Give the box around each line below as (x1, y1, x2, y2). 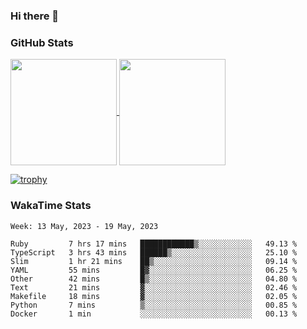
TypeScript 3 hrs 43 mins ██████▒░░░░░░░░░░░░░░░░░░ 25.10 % (10, 247, 298, 258)
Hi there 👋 (10, 9, 60, 23)
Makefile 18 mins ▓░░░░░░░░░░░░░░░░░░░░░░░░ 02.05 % (10, 291, 298, 301)
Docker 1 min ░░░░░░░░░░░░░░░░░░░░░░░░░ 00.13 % (10, 309, 298, 319)
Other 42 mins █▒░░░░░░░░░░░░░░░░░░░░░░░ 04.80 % (10, 274, 298, 284)
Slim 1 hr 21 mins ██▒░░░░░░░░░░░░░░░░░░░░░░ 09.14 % (10, 256, 298, 266)
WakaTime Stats (10, 199, 92, 213)
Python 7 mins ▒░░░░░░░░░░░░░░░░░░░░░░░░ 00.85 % (10, 300, 298, 310)
